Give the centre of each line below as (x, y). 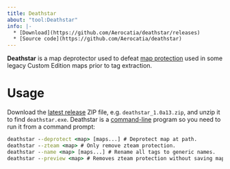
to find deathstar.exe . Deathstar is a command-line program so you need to (114, 120)
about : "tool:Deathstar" (42, 20)
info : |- (20, 26)
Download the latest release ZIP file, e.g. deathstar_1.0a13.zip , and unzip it (114, 112)
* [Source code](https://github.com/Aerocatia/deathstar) (98, 39)
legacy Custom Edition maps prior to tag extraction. (80, 66)
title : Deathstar (32, 13)
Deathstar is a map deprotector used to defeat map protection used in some (115, 58)
